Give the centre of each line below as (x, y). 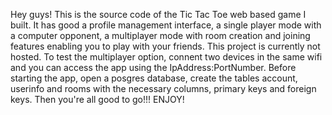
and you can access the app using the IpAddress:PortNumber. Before (153, 67)
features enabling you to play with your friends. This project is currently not (165, 46)
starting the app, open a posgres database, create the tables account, (154, 78)
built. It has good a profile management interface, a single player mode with (166, 25)
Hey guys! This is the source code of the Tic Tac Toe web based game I (158, 14)
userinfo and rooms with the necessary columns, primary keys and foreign (163, 88)
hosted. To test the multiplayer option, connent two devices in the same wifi (166, 57)
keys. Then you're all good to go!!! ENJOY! (97, 99)
